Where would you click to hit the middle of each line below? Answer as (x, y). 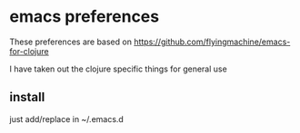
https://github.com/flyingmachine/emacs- (212, 42)
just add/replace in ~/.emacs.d (67, 119)
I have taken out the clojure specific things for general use (118, 69)
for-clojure (29, 51)
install (27, 97)
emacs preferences (85, 17)
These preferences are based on (70, 42)
